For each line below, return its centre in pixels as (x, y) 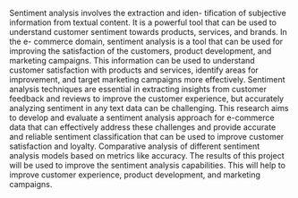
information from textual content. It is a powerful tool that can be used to (143, 22)
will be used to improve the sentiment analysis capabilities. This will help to (148, 165)
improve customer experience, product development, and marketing (135, 175)
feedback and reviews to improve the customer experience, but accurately (147, 99)
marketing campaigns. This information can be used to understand (132, 60)
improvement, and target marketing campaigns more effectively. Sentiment (147, 79)
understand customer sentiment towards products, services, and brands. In (149, 32)
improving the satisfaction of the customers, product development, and (140, 51)
